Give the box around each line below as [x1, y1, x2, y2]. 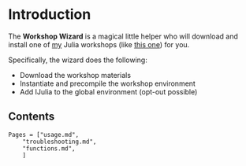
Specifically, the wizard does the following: [8, 55, 147, 65]
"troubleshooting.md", [22, 138, 97, 146]
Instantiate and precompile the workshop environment [19, 79, 196, 88]
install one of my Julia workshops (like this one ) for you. [8, 39, 190, 49]
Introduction [8, 6, 91, 24]
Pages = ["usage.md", [8, 131, 80, 138]
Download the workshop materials [19, 70, 132, 79]
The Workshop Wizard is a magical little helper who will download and [8, 31, 238, 41]
